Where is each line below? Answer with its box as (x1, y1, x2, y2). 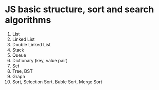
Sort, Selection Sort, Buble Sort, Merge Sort (12, 79, 102, 85)
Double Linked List (12, 41, 51, 47)
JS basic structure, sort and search (5, 4, 154, 15)
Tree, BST (12, 68, 33, 74)
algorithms (5, 14, 51, 26)
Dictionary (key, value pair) (12, 57, 68, 63)
